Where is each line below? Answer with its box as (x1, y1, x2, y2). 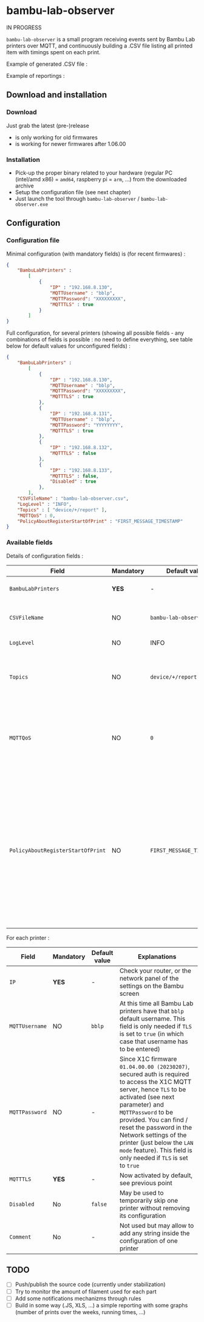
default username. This (119, 1014, 186, 1023)
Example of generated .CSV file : (6, 60, 88, 68)
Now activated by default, (119, 1171, 193, 1180)
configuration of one (119, 1236, 178, 1245)
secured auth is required (119, 1069, 189, 1078)
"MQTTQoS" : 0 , (17, 512, 56, 519)
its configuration (119, 1211, 166, 1220)
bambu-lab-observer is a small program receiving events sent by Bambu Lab (6, 35, 195, 43)
